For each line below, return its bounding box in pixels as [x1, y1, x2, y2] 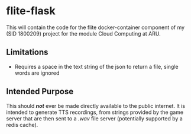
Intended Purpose [6, 87, 74, 97]
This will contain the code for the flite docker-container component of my [6, 24, 185, 31]
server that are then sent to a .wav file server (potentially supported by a [6, 114, 183, 122]
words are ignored [14, 69, 60, 76]
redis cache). [6, 121, 38, 128]
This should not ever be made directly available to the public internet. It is [6, 102, 185, 109]
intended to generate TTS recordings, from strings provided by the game [6, 109, 184, 116]
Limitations [6, 47, 48, 58]
